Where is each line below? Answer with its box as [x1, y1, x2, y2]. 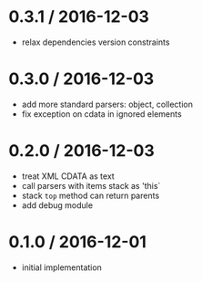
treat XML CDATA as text [21, 171, 115, 182]
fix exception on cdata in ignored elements [21, 108, 183, 120]
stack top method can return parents [21, 190, 160, 201]
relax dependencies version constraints [21, 37, 170, 47]
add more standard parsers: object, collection [21, 99, 193, 110]
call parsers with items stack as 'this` [21, 180, 161, 191]
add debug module [21, 199, 93, 211]
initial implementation [21, 262, 102, 273]
